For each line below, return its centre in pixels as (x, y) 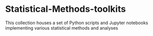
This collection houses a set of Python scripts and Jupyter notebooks (77, 23)
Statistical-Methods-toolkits (65, 9)
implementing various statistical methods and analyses (62, 28)
